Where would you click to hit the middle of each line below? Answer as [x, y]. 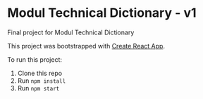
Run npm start [38, 88]
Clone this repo [39, 73]
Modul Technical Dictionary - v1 [102, 13]
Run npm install [42, 80]
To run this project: [35, 59]
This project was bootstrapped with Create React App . [86, 46]
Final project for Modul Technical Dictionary [71, 32]
